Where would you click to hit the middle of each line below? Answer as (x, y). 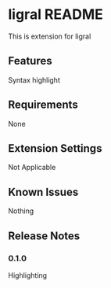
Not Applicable (32, 168)
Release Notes (44, 236)
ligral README (55, 15)
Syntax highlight (34, 79)
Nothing (21, 211)
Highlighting (28, 275)
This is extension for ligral (50, 36)
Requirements (43, 105)
